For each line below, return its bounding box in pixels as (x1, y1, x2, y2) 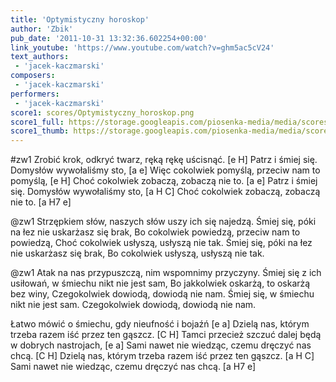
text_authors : (10, 52, 70, 62)
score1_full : (10, 117, 65, 127)
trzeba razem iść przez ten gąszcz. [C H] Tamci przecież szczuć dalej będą (10, 329, 322, 341)
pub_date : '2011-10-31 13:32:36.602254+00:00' (10, 33, 208, 43)
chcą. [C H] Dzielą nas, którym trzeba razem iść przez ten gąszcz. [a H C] (10, 350, 315, 362)
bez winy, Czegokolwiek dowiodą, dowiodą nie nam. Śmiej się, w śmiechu (10, 288, 315, 300)
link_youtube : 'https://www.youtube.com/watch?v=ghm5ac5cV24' (10, 42, 275, 53)
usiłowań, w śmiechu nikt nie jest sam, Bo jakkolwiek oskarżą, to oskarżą (10, 277, 311, 290)
